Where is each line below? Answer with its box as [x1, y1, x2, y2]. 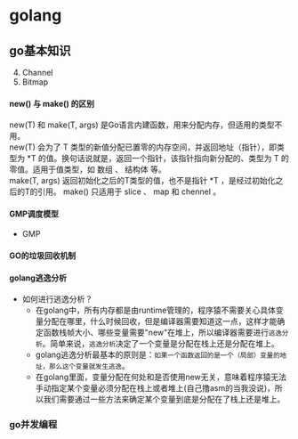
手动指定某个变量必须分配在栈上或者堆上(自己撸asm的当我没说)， [35, 383, 276, 394]
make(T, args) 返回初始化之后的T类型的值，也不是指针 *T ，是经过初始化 [9, 175, 276, 186]
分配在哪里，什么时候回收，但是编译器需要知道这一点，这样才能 [43, 316, 278, 327]
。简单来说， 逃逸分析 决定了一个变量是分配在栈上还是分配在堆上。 [42, 338, 280, 349]
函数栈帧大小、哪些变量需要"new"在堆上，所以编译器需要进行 [43, 327, 270, 338]
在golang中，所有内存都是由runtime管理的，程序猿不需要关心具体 [35, 305, 276, 316]
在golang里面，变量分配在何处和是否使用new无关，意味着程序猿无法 [35, 371, 287, 383]
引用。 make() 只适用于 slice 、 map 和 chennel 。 [37, 186, 221, 197]
